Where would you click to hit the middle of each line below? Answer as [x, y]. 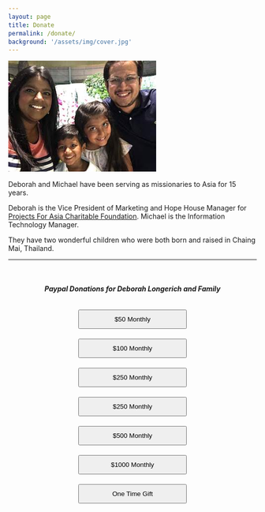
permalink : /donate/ [42, 33]
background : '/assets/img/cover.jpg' [70, 42]
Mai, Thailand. [31, 249]
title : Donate [32, 25]
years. [19, 192]
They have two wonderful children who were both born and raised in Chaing [132, 240]
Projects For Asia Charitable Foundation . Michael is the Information [117, 216]
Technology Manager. [44, 225]
